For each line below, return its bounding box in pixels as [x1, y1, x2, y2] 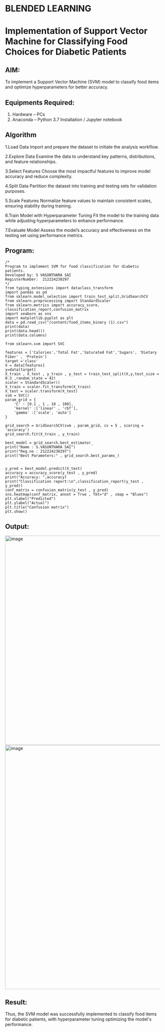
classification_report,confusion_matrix [5, 307, 89, 312]
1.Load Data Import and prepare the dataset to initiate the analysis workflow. [5, 143, 159, 150]
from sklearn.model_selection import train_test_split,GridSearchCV [5, 294, 148, 299]
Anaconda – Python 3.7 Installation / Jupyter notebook [12, 116, 122, 122]
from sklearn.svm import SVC [5, 341, 65, 346]
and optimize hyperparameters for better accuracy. [5, 84, 109, 90]
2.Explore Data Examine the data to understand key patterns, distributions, [5, 153, 156, 159]
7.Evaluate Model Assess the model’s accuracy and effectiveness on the [5, 227, 151, 233]
